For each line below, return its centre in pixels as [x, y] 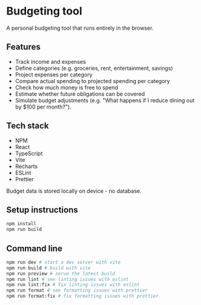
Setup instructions [42, 209]
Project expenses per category [54, 75]
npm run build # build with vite [49, 268]
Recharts [26, 166]
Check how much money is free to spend [66, 87]
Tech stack [28, 126]
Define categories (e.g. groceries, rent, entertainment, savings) [94, 68]
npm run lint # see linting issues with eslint [68, 279]
